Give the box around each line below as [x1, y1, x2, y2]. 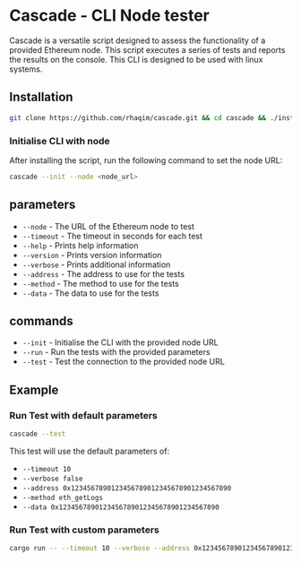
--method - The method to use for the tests [21, 278, 179, 289]
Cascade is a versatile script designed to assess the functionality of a [9, 35, 266, 46]
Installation [9, 90, 73, 105]
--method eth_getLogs [21, 493, 103, 502]
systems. [9, 64, 43, 74]
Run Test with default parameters [9, 409, 159, 421]
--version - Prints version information [21, 249, 162, 260]
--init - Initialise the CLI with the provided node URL [21, 337, 219, 348]
